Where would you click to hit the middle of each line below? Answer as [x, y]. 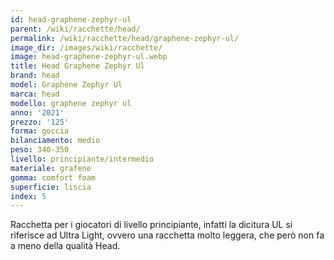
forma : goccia [40, 131]
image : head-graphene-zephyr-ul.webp [89, 57]
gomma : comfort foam [53, 177]
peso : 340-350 [40, 150]
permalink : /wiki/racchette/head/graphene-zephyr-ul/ [125, 38]
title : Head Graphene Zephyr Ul [77, 66]
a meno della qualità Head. [65, 246]
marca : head [35, 94]
